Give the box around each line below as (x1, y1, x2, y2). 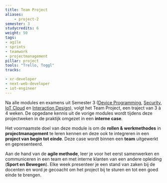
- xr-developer (5, 77, 37, 82)
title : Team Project (5, 7, 48, 12)
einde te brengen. (5, 172, 42, 178)
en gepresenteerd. (5, 141, 43, 147)
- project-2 (14, 16, 39, 21)
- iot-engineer (5, 86, 37, 91)
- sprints (5, 44, 26, 49)
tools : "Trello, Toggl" (5, 63, 55, 68)
